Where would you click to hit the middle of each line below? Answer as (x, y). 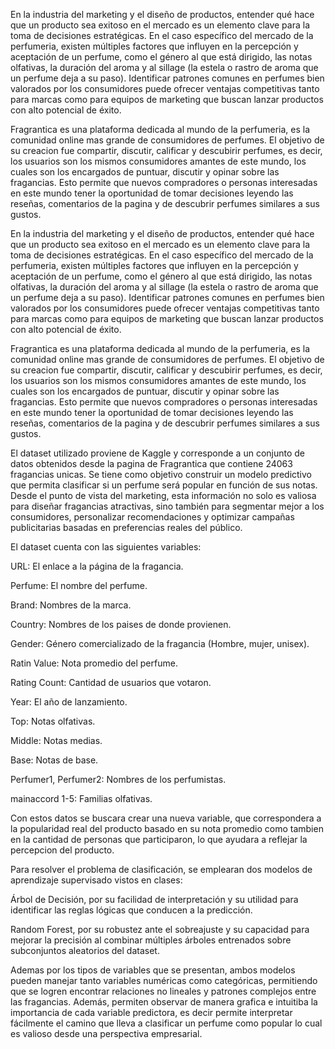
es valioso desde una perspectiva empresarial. (106, 1033)
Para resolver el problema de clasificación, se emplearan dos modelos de (161, 869)
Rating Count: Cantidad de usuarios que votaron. (111, 682)
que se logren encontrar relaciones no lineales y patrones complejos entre (163, 991)
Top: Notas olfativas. (53, 721)
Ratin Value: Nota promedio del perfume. (94, 663)
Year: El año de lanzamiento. (69, 702)
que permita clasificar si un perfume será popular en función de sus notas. (164, 485)
